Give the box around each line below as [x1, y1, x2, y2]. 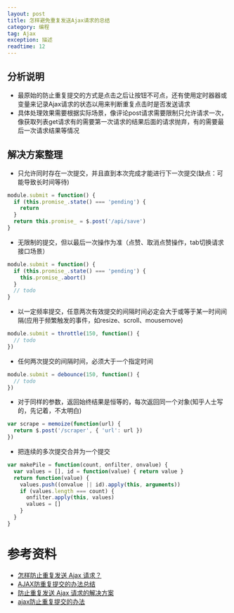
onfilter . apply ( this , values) [25, 494, 115, 501]
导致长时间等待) [23, 178, 70, 186]
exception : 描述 [7, 37, 53, 44]
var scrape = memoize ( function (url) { [7, 421, 121, 428]
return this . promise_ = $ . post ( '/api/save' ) [13, 218, 146, 225]
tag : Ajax [7, 30, 37, 37]
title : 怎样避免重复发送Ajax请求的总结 [7, 17, 110, 24]
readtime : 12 [7, 43, 46, 50]
